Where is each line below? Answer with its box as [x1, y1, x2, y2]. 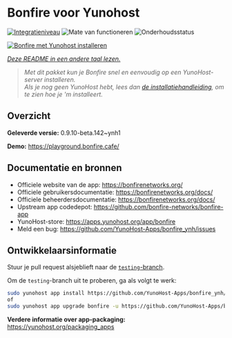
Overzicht [7, 110, 51, 122]
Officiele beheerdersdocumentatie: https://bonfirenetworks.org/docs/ [17, 195, 215, 204]
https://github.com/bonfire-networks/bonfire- [93, 202, 224, 211]
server [23, 75, 43, 84]
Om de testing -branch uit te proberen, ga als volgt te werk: [7, 276, 177, 285]
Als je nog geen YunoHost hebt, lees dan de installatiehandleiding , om [23, 82, 224, 91]
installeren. [43, 75, 76, 84]
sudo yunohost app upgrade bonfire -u [7, 303, 119, 310]
